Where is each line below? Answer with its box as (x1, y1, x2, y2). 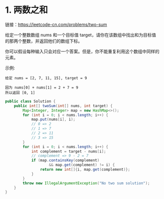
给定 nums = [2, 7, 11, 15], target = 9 (5, 75, 87, 81)
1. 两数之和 (5, 4, 48, 16)
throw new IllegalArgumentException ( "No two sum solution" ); (23, 180, 150, 186)
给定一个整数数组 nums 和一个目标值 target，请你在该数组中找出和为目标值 (5, 32, 156, 38)
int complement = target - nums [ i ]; (31, 149, 106, 154)
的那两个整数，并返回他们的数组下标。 (5, 38, 82, 44)
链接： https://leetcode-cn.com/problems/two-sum (5, 22, 107, 27)
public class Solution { (5, 99, 56, 104)
